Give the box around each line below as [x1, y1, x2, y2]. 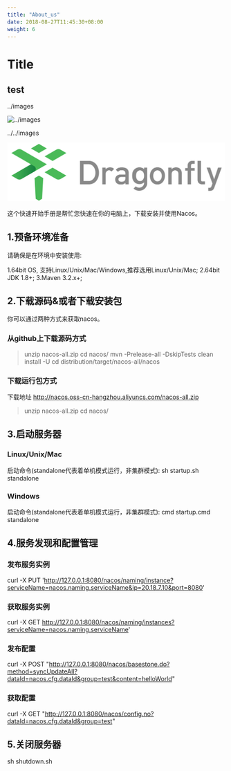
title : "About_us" [7, 11, 60, 18]
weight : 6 [7, 26, 36, 32]
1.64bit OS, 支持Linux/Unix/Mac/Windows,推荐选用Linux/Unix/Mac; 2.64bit [7, 266, 220, 274]
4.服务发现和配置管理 [7, 537, 98, 549]
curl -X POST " [7, 660, 50, 669]
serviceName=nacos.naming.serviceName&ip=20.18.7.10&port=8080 [7, 583, 203, 591]
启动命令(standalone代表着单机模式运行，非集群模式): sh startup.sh [7, 466, 199, 474]
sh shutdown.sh [7, 757, 53, 765]
